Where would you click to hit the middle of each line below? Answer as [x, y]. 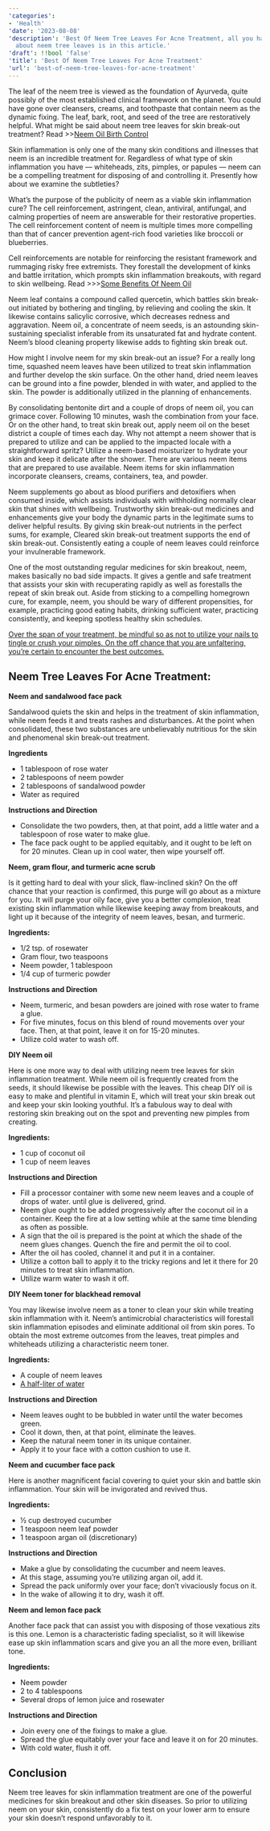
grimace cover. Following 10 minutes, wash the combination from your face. [133, 416]
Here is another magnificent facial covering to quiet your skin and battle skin [135, 1480]
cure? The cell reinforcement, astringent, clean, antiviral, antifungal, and [127, 208]
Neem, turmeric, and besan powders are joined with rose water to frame [139, 1005]
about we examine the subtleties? [64, 184]
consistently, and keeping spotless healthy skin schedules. [106, 618]
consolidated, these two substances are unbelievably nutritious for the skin [133, 729]
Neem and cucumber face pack [62, 1464]
